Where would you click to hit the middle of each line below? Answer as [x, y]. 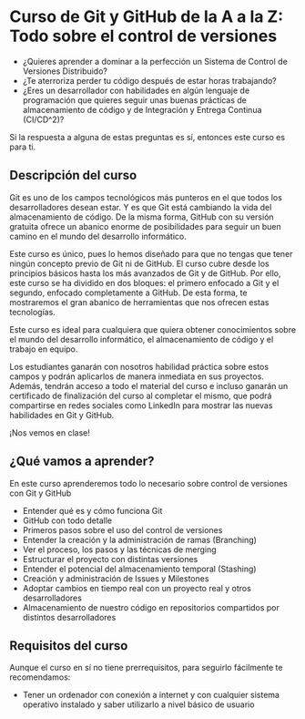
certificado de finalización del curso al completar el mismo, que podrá [141, 395]
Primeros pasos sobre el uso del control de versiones [122, 529]
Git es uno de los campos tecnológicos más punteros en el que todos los [146, 197]
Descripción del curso [73, 175]
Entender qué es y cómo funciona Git [92, 510]
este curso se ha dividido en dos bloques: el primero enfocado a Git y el [144, 282]
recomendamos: [40, 677]
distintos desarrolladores [69, 617]
